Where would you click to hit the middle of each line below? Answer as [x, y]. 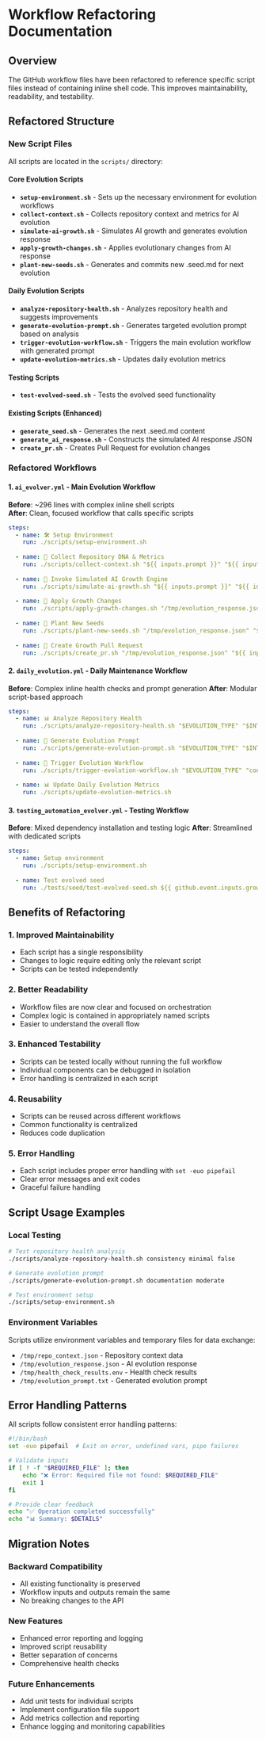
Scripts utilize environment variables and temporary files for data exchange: [132, 1340]
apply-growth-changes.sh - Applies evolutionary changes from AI [125, 247]
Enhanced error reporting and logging [82, 1638]
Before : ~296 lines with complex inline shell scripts [91, 504]
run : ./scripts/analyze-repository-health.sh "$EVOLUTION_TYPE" [131, 726]
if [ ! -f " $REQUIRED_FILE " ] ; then [68, 1468]
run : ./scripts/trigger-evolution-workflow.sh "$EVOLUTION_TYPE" [133, 770]
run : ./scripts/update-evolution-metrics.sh [97, 793]
